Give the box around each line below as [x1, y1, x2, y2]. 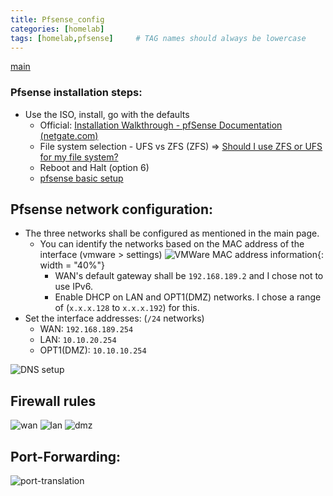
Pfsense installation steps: [10, 86, 143, 100]
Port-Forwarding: [10, 448, 122, 465]
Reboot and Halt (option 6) [39, 161, 150, 173]
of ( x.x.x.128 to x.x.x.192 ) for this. [54, 302, 200, 314]
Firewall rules [10, 392, 97, 410]
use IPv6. [54, 281, 93, 293]
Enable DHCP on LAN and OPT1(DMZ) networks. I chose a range [54, 291, 322, 303]
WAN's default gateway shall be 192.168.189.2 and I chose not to [54, 270, 324, 282]
